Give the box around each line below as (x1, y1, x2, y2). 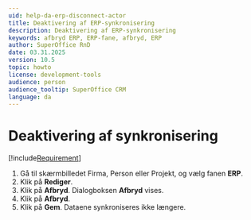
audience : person (8, 78, 66, 86)
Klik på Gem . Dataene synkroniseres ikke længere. (19, 203, 186, 212)
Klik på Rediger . (19, 177, 73, 187)
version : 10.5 (8, 56, 56, 64)
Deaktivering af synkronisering (8, 127, 219, 145)
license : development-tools (8, 71, 102, 79)
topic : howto (8, 64, 52, 71)
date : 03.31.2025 (8, 48, 66, 56)
